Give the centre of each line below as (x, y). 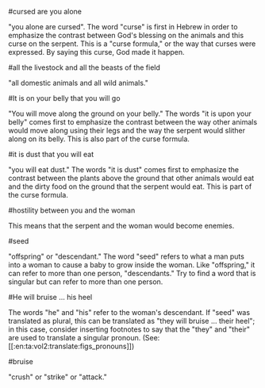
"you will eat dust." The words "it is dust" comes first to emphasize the (124, 169)
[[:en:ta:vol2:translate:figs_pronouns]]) (71, 346)
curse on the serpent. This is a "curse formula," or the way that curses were (132, 44)
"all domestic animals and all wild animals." (78, 83)
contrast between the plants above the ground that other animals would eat (131, 178)
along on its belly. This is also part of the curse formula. (99, 139)
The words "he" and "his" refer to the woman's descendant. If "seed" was (129, 312)
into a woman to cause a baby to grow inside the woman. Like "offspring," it (132, 265)
